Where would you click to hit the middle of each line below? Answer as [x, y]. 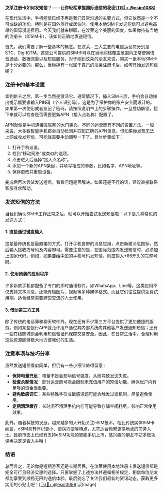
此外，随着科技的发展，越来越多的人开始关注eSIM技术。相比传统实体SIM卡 [80, 422]
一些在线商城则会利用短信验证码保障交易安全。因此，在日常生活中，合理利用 [81, 334]
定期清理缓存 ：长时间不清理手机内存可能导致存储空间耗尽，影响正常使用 [84, 406]
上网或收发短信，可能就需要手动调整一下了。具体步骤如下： [65, 137]
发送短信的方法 [23, 202]
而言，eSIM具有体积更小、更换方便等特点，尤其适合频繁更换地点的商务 [76, 429]
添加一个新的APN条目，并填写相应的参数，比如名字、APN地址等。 [78, 166]
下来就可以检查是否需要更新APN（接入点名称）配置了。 [61, 114]
